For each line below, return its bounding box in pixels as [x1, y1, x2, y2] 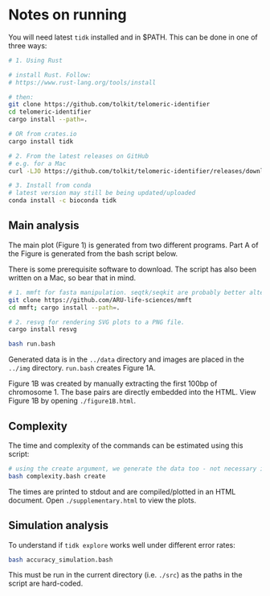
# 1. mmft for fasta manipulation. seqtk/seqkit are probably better [8, 288, 247, 296]
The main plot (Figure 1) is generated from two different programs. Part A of [8, 240, 259, 250]
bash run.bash [8, 340, 56, 348]
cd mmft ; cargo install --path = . [8, 304, 121, 312]
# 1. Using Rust [8, 56, 63, 64]
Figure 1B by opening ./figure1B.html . [8, 396, 137, 406]
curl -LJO [8, 167, 42, 175]
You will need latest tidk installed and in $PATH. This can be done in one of [8, 32, 259, 42]
